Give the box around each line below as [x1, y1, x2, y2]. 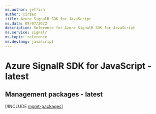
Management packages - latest [5, 90, 103, 99]
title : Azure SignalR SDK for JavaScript [5, 16, 92, 21]
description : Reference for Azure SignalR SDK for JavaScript [5, 26, 135, 30]
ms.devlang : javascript [5, 39, 54, 44]
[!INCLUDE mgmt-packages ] [5, 103, 63, 109]
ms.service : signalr [5, 30, 48, 35]
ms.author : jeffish [5, 7, 45, 12]
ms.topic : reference [5, 35, 48, 40]
